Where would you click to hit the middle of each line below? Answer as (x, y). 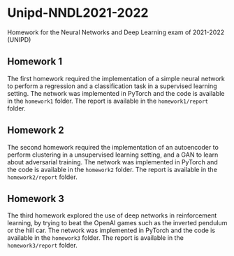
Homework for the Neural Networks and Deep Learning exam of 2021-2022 (116, 32)
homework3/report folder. (43, 246)
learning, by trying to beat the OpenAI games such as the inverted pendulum (117, 223)
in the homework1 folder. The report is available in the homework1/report (108, 101)
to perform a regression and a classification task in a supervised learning (112, 86)
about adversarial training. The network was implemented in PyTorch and (112, 162)
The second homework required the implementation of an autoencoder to (113, 147)
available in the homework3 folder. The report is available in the (95, 238)
